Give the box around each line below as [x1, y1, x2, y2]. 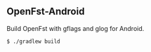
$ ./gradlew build [6, 38, 60, 45]
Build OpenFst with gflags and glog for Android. [6, 24, 145, 32]
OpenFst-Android [6, 6, 85, 18]
